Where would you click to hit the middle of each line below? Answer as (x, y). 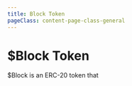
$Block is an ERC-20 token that (53, 75)
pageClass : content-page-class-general (66, 21)
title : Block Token (36, 14)
